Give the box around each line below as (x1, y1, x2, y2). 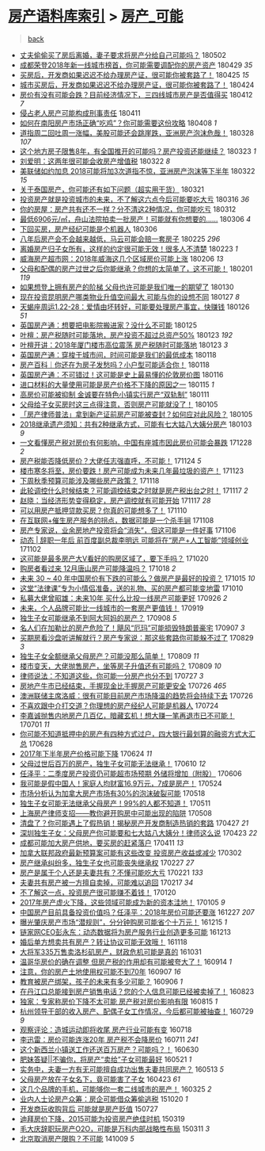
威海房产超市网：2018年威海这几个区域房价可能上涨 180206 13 (19, 254, 224, 263)
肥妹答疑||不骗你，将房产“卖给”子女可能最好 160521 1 (19, 1054, 192, 1064)
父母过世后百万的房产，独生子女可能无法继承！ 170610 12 (19, 759, 206, 768)
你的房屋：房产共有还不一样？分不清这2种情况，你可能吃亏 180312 (19, 204, 237, 214)
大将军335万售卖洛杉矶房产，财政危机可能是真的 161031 (19, 946, 202, 956)
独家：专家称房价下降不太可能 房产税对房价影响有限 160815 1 (19, 996, 218, 1006)
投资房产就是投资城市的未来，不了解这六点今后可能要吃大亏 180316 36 (19, 194, 250, 204)
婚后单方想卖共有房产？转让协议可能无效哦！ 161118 (19, 937, 187, 946)
